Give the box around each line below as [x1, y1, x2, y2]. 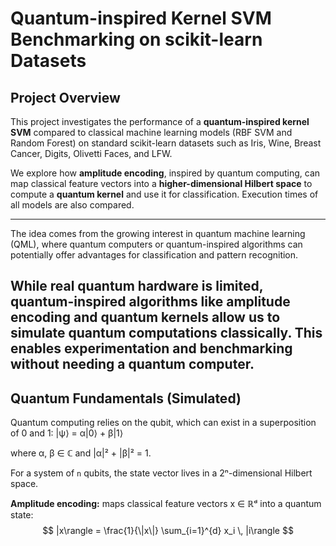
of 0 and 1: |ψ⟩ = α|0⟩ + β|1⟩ [10, 427, 124, 439]
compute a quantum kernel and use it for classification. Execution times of [10, 188, 319, 200]
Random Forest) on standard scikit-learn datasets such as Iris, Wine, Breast [10, 137, 322, 149]
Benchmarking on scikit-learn [10, 28, 263, 51]
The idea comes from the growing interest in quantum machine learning [10, 228, 306, 239]
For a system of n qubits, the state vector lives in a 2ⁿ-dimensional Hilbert [10, 467, 313, 479]
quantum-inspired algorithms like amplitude [10, 293, 291, 311]
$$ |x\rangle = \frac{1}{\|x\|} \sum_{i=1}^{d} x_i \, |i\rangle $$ [42, 525, 294, 537]
